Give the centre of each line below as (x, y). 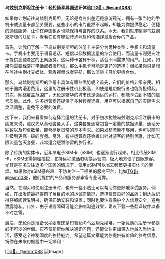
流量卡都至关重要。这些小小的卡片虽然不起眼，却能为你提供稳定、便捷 (89, 24)
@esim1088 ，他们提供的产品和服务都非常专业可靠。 (58, 177)
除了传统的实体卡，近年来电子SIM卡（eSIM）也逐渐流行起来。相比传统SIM (81, 153)
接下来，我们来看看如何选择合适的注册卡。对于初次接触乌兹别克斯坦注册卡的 (82, 117)
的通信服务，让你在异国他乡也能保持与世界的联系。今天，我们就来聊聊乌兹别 (82, 31)
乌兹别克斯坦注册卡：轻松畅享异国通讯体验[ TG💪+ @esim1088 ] (69, 8)
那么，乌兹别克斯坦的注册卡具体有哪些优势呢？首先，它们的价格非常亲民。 (80, 82)
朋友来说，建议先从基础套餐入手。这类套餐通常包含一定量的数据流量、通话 (80, 124)
